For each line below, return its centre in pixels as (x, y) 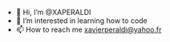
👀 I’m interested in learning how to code (82, 21)
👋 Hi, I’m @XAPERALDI (53, 12)
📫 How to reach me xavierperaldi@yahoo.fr (89, 29)
